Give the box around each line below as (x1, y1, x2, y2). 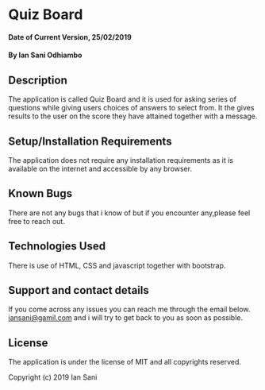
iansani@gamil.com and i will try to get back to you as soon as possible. (8, 313, 244, 322)
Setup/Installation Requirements (8, 134, 172, 148)
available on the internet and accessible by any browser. (8, 164, 193, 173)
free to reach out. (8, 216, 65, 226)
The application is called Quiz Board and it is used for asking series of (8, 95, 236, 104)
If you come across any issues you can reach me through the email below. (8, 304, 251, 315)
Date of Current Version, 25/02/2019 (8, 32, 132, 41)
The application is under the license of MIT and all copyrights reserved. (8, 357, 242, 367)
